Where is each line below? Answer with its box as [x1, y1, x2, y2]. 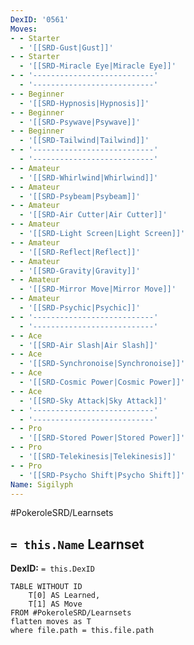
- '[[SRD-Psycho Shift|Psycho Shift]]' [19, 470, 186, 480]
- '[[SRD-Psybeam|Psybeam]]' [19, 191, 141, 201]
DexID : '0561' [10, 14, 70, 25]
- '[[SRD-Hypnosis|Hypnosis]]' [19, 98, 150, 108]
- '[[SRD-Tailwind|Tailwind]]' [19, 136, 150, 146]
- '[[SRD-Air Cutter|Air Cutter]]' [19, 210, 168, 220]
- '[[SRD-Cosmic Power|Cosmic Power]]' [19, 377, 186, 387]
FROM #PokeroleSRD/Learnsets [10, 608, 132, 618]
